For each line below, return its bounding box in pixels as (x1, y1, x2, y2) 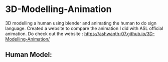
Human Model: (5, 50, 53, 59)
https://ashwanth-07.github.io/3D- (84, 30, 155, 36)
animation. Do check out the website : (5, 30, 84, 36)
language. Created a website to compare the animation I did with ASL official (5, 25, 163, 31)
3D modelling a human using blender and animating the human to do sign (5, 20, 157, 26)
